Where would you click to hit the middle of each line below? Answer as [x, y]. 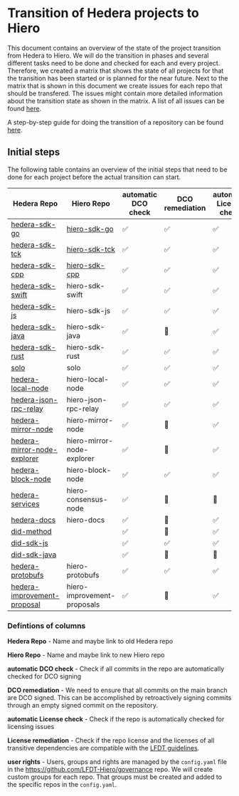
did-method [31, 531]
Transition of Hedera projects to [103, 13]
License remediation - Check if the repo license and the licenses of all [111, 740]
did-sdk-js [30, 543]
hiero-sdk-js [89, 310]
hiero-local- [87, 379]
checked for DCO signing [44, 676]
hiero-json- [87, 399]
